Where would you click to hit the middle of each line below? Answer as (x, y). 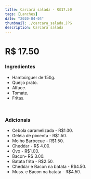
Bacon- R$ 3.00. (28, 156)
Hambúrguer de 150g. (33, 77)
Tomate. (20, 93)
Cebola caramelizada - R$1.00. (42, 130)
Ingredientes (20, 67)
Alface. (19, 87)
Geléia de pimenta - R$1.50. (39, 135)
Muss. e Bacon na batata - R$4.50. (46, 171)
